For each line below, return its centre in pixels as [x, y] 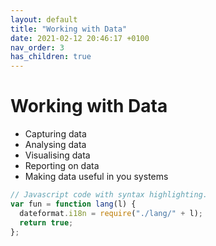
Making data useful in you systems [96, 177]
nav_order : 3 [37, 47]
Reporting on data [62, 166]
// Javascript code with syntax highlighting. [109, 195]
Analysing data [55, 145]
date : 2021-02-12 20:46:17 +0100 [80, 38]
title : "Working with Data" [69, 29]
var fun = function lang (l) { [73, 204]
